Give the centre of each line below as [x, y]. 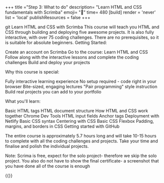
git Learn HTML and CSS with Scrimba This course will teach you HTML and [82, 27]
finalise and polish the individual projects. [47, 146]
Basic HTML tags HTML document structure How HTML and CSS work [77, 111]
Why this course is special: [32, 72]
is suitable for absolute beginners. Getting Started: [56, 43]
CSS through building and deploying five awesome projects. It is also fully [80, 32]
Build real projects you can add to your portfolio [53, 92]
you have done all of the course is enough [48, 166]
